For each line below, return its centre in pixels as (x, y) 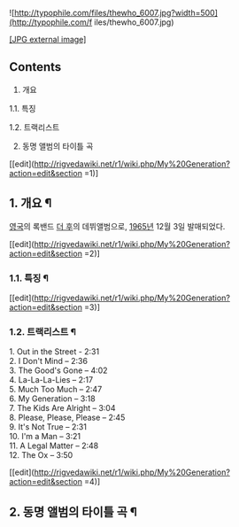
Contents (35, 67)
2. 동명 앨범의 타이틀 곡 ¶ (73, 511)
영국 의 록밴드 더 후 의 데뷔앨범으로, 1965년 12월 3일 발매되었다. (117, 226)
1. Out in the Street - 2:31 (54, 352)
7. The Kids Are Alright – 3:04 (62, 408)
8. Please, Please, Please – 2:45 (67, 418)
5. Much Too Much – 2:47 (56, 390)
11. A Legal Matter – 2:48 (54, 446)
